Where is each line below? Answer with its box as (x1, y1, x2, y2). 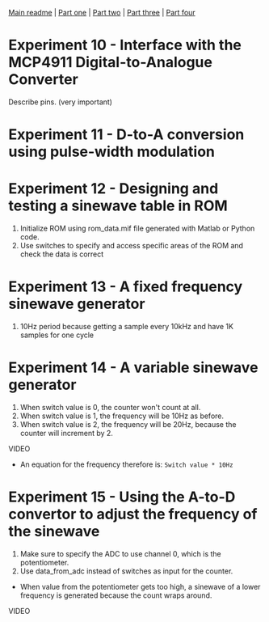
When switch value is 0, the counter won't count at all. (19, 402, 201, 412)
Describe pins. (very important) (8, 97, 113, 107)
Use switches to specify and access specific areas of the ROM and (19, 241, 244, 251)
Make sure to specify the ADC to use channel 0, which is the (19, 548, 221, 558)
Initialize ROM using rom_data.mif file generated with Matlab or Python (19, 223, 255, 234)
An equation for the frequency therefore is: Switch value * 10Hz (19, 459, 233, 469)
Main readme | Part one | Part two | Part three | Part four (8, 8, 195, 17)
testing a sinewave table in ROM (8, 197, 228, 215)
